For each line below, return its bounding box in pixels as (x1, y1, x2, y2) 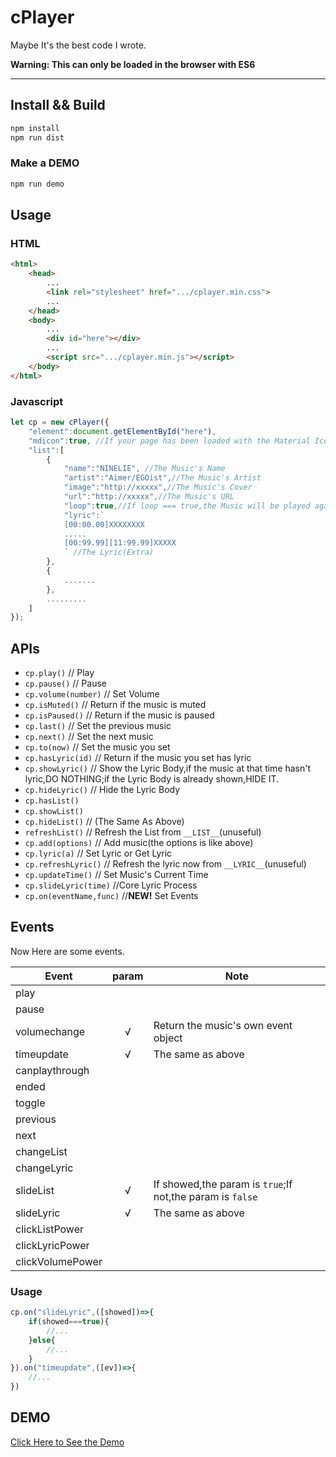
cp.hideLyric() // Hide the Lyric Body (24, 784, 181, 796)
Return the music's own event (153, 1018, 293, 1032)
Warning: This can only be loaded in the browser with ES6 (10, 58, 256, 70)
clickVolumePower (15, 1254, 103, 1268)
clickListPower (15, 1222, 85, 1236)
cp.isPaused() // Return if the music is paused (24, 709, 215, 721)
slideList (15, 1183, 55, 1197)
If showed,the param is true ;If (153, 1177, 293, 1191)
